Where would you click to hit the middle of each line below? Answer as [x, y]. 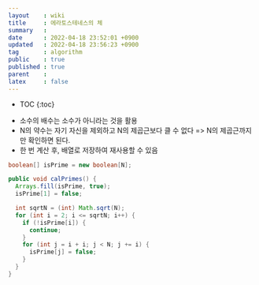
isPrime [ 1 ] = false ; [49, 194]
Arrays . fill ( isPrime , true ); [63, 186]
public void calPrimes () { [52, 179]
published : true [37, 67]
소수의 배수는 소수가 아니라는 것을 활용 [78, 120]
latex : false [38, 81]
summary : [28, 30]
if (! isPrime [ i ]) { [54, 223]
